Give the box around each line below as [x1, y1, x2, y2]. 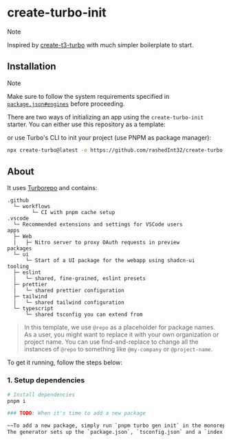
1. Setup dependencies [7, 375, 85, 385]
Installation [7, 60, 56, 73]
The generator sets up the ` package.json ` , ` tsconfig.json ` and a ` [7, 429, 208, 436]
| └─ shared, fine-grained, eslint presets [13, 275, 146, 282]
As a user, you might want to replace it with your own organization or [23, 331, 219, 339]
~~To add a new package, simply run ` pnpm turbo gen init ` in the [7, 422, 201, 430]
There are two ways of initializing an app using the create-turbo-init [7, 113, 204, 121]
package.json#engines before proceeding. [7, 100, 125, 108]
